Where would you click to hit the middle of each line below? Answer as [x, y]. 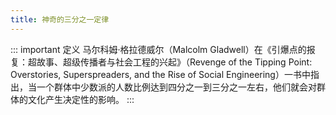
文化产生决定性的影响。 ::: [81, 99]
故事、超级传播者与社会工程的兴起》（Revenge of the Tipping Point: [174, 62]
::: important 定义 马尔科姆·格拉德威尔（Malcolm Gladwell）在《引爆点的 [158, 49]
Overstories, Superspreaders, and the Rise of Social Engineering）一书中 [160, 74]
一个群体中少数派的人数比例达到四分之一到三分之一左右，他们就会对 [176, 87]
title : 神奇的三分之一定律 [60, 19]
